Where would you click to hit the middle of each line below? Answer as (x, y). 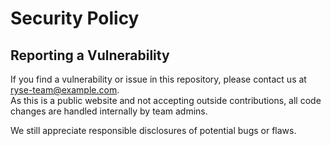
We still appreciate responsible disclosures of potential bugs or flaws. (153, 130)
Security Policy (75, 18)
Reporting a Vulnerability (90, 55)
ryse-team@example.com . (65, 90)
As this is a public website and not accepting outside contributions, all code (166, 100)
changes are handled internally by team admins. (109, 111)
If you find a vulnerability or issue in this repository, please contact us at (158, 79)
